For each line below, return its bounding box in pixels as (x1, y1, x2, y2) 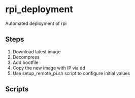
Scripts (5, 85, 29, 93)
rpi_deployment (5, 4, 74, 15)
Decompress (12, 54, 40, 60)
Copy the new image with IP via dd (12, 64, 85, 71)
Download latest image (12, 48, 61, 54)
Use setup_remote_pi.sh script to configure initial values (12, 70, 130, 76)
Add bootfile (12, 59, 39, 66)
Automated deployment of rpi (5, 20, 67, 26)
